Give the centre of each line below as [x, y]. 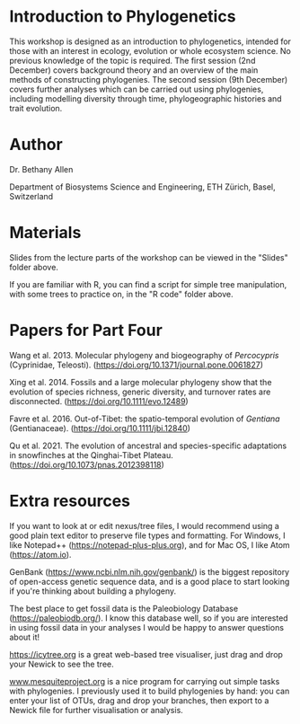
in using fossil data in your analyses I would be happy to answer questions [147, 627]
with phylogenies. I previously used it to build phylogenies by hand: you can [150, 691]
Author [36, 145]
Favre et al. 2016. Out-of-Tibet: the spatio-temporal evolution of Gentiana [145, 419]
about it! [25, 637]
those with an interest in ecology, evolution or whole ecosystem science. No [150, 50]
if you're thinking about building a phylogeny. [93, 591]
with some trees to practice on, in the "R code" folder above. [121, 294]
